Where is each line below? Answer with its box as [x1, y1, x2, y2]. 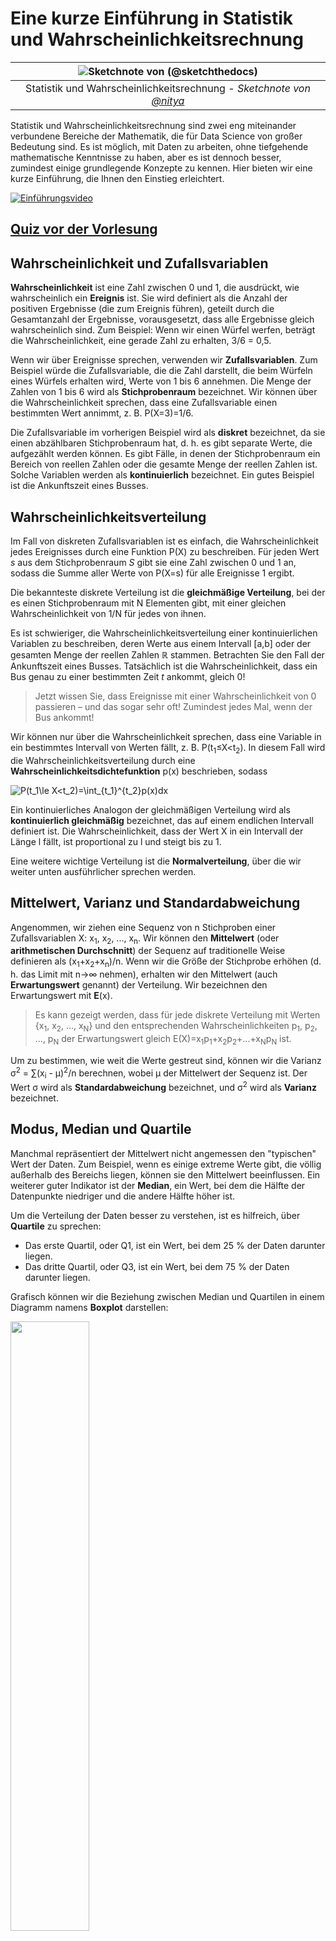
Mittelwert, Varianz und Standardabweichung [10, 895, 301, 912]
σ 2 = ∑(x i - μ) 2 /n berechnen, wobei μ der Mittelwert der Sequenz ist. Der [10, 1065, 308, 1081]
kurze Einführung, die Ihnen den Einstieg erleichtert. [10, 172, 225, 184]
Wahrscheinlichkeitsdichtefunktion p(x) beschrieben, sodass [10, 765, 268, 777]
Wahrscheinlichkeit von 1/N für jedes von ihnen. [10, 607, 207, 619]
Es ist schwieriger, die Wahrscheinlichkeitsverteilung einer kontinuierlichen [10, 627, 318, 639]
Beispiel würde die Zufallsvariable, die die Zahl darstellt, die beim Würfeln [10, 365, 313, 377]
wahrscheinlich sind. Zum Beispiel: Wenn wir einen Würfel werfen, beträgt [10, 324, 316, 336]
